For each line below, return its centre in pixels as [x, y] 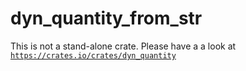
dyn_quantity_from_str [106, 18]
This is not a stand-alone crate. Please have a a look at [123, 46]
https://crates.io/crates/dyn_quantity [93, 55]
